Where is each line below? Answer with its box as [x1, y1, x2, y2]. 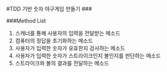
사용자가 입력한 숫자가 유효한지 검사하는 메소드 [15, 44, 125, 52]
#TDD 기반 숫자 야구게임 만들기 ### [6, 5, 93, 12]
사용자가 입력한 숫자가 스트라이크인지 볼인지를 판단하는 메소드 [15, 52, 162, 59]
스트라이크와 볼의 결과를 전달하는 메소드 [15, 59, 110, 67]
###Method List [6, 17, 47, 24]
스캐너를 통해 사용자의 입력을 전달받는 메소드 [15, 29, 121, 37]
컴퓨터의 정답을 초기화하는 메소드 [15, 37, 93, 44]
